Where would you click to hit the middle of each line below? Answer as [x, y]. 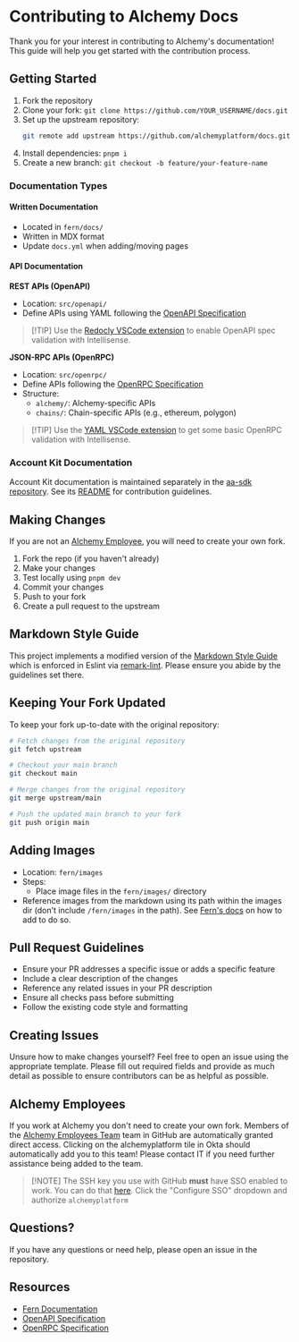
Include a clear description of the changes [100, 979]
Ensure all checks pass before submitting [98, 998]
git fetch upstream [46, 749]
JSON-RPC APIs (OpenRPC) [62, 357]
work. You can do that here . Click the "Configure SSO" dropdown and [159, 1190]
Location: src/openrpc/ [64, 374]
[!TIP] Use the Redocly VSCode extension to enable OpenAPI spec [153, 330]
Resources [40, 1287]
